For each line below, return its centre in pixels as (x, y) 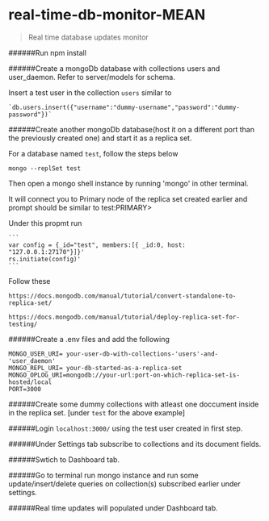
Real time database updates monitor (88, 37)
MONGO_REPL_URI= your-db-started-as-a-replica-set (95, 368)
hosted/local (30, 382)
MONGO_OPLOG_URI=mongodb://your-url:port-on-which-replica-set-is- (124, 375)
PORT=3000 (25, 389)
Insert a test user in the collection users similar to (90, 92)
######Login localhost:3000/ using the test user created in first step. (126, 428)
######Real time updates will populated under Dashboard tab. (113, 508)
